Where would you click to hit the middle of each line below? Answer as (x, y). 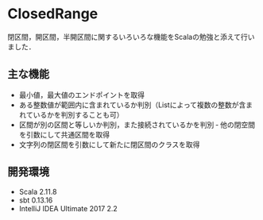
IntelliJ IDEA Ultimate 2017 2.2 (68, 208)
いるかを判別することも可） (78, 114)
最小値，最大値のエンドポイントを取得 (81, 95)
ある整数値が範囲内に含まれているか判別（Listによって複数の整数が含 (132, 105)
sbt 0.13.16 (36, 200)
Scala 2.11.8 (38, 191)
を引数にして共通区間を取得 (64, 134)
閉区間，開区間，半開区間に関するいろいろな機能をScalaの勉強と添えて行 (128, 37)
